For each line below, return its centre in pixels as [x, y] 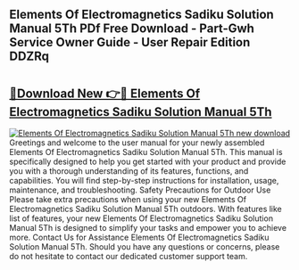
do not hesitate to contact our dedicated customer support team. [129, 256]
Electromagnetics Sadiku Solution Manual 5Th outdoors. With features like [146, 209]
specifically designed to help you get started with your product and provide [148, 161]
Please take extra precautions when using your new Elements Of [128, 199]
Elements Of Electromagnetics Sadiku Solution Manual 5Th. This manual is [146, 152]
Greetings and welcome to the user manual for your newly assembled [137, 143]
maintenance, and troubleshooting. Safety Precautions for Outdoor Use [140, 190]
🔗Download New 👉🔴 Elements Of [105, 93]
